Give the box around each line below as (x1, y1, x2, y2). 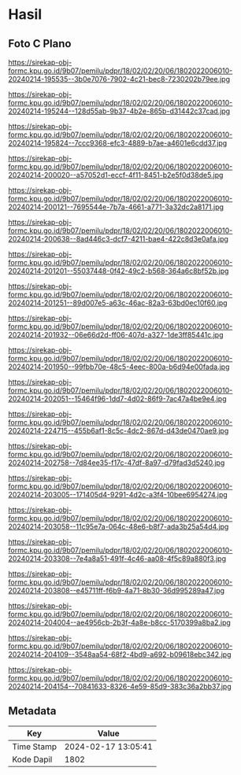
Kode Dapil (12, 754, 53, 765)
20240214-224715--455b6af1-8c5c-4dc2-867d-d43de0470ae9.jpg (8, 426, 229, 435)
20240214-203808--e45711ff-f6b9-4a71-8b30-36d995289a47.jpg (8, 586, 225, 595)
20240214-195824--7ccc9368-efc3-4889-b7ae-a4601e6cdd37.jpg (8, 138, 228, 147)
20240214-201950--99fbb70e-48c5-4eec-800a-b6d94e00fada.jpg (8, 362, 230, 371)
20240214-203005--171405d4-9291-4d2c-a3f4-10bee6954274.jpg (8, 490, 228, 499)
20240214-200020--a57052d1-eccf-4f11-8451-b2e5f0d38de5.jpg (8, 171, 224, 179)
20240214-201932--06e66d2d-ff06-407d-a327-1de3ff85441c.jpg (8, 330, 224, 339)
